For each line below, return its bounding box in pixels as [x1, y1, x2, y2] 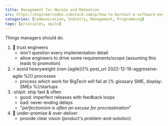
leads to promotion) [19, 60, 61, 66]
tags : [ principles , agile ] [5, 21, 61, 26]
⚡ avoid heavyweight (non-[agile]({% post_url [12, 66, 106, 72]
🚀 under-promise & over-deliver [12, 110, 78, 116]
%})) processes [23, 73, 56, 79]
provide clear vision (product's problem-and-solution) [19, 116, 131, 122]
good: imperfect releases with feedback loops [19, 94, 115, 100]
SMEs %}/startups [19, 84, 58, 90]
